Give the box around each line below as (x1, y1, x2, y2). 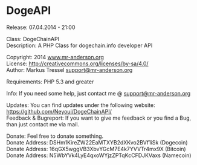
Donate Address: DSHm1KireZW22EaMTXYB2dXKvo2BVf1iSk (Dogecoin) (6, 138, 189, 146)
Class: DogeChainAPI (6, 35, 59, 42)
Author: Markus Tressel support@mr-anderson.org (6, 66, 133, 73)
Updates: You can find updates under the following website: (6, 101, 155, 109)
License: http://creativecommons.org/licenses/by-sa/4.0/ (6, 60, 149, 67)
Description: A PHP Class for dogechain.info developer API (6, 42, 153, 49)
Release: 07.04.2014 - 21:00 (6, 24, 76, 31)
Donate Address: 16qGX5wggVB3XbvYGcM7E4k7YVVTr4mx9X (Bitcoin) (6, 145, 186, 152)
